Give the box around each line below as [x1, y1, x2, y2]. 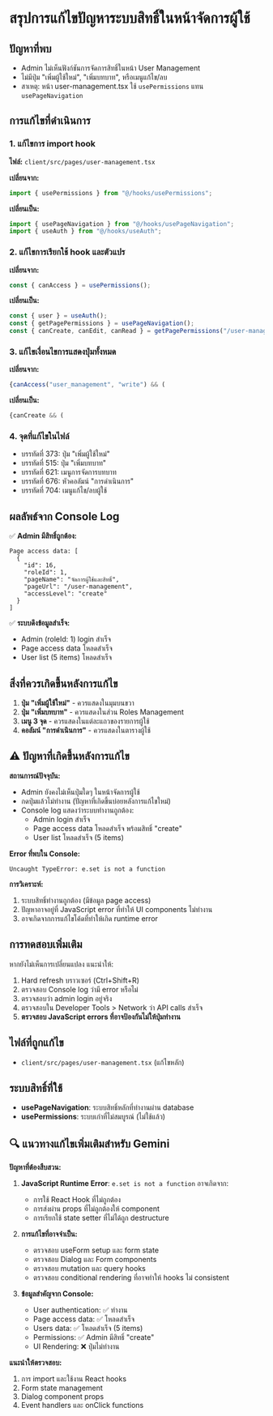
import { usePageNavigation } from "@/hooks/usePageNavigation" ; [9, 220, 234, 228]
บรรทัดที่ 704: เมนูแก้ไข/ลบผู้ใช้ [20, 485, 108, 495]
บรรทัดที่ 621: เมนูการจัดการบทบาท [20, 467, 117, 477]
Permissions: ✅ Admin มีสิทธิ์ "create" [32, 1333, 155, 1342]
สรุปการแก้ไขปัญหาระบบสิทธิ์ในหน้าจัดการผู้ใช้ [9, 9, 250, 28]
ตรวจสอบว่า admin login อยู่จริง [20, 993, 113, 1003]
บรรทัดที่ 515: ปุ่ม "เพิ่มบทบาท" [20, 458, 107, 468]
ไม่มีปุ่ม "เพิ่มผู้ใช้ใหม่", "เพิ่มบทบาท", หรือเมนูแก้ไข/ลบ [20, 72, 168, 82]
